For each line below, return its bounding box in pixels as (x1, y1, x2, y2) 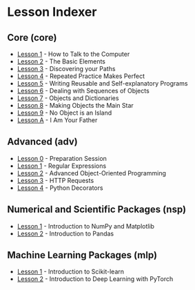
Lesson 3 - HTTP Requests (17, 176, 94, 184)
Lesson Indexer (7, 4, 97, 20)
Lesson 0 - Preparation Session (17, 154, 107, 162)
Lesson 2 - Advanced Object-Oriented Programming (17, 168, 167, 177)
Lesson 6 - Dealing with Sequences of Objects (17, 87, 150, 95)
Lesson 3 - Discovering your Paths (17, 65, 116, 72)
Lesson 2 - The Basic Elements (17, 57, 105, 66)
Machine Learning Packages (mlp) (7, 249, 157, 261)
